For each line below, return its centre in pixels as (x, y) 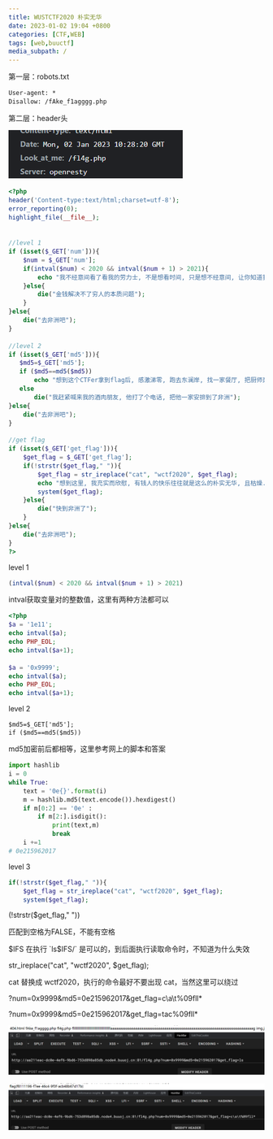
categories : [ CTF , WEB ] (47, 34)
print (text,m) (76, 825)
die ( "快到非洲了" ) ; (67, 509)
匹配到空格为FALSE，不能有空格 (62, 932)
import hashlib (34, 765)
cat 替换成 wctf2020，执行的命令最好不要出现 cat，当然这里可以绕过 (123, 982)
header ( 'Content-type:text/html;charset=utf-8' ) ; (94, 200)
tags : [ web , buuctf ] (41, 43)
